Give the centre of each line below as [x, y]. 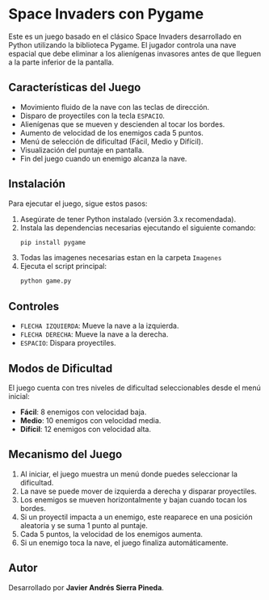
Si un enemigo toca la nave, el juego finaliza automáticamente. [124, 543]
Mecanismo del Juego [65, 454]
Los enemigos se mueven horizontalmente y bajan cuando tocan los [134, 499]
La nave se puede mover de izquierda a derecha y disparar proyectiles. [138, 491]
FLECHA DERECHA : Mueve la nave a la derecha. [94, 334]
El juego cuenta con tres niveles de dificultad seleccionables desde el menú [134, 388]
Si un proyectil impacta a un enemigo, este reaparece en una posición [136, 517]
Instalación [37, 184]
